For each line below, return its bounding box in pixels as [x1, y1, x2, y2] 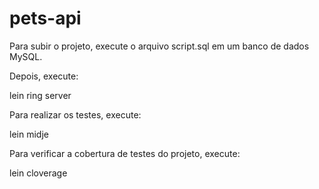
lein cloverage [9, 167, 68, 179]
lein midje [9, 128, 49, 140]
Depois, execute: [9, 70, 79, 82]
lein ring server [9, 89, 72, 101]
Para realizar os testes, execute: [9, 108, 142, 121]
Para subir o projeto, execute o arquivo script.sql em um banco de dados [9, 40, 310, 52]
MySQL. [9, 50, 43, 62]
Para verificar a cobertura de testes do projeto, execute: [9, 147, 241, 159]
